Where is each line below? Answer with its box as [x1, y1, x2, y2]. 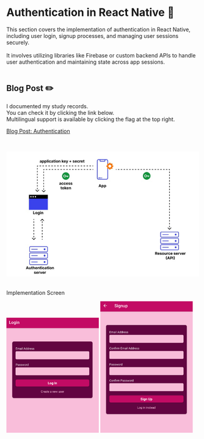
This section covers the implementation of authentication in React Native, [6, 26, 191, 33]
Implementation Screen [6, 289, 65, 296]
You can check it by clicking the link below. [6, 109, 115, 116]
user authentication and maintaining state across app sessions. [6, 58, 166, 65]
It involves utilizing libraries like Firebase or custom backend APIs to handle [6, 51, 196, 59]
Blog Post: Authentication [6, 127, 70, 135]
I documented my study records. [6, 102, 89, 109]
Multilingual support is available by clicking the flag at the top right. [6, 116, 175, 123]
